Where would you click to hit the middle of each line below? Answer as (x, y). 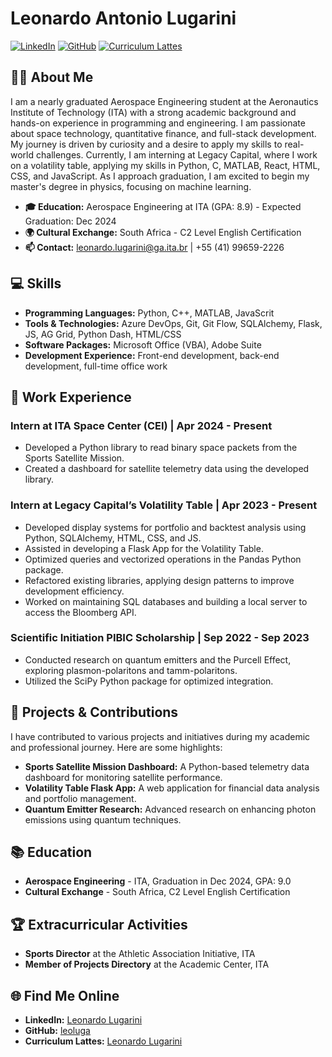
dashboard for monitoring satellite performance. (123, 777)
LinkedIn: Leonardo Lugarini (83, 1020)
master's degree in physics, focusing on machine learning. (131, 186)
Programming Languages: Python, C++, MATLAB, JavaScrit (149, 313)
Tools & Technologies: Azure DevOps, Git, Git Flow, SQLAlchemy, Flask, (173, 323)
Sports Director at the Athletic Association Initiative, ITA (140, 954)
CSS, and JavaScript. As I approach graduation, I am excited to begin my (160, 176)
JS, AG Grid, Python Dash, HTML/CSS (103, 334)
